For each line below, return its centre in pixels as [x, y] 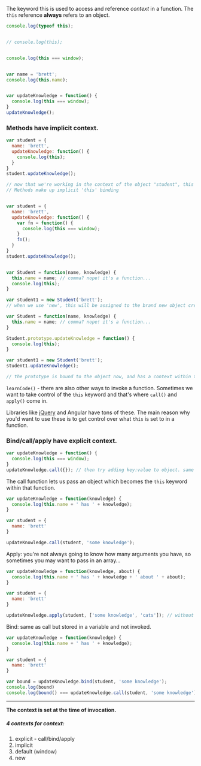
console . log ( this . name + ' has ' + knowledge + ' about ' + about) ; [99, 577]
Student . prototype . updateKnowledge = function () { [71, 338]
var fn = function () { [45, 223]
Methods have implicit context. [52, 128]
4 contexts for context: [35, 723]
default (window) [36, 751]
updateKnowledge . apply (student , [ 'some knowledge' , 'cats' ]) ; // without [100, 616]
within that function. [31, 487]
